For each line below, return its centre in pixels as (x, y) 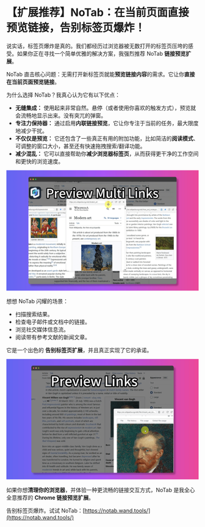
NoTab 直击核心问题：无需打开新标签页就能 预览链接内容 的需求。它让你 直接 (101, 74)
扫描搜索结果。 (34, 314)
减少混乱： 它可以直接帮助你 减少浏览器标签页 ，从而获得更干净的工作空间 (107, 153)
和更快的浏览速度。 (39, 161)
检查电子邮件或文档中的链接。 (52, 322)
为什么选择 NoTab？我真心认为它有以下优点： (63, 95)
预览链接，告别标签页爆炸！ (76, 28)
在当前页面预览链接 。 (33, 82)
